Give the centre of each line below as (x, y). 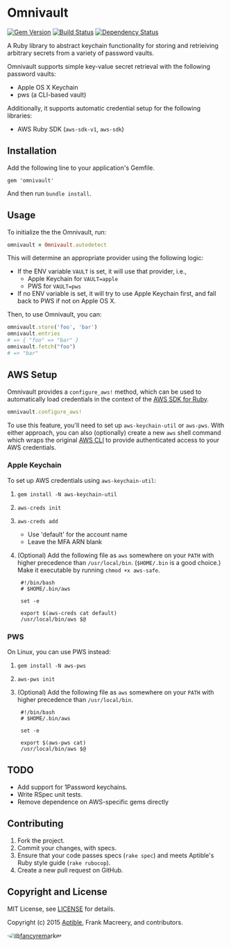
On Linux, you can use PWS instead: (59, 652)
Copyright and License (57, 892)
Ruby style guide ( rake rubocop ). (64, 862)
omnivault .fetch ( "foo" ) (42, 347)
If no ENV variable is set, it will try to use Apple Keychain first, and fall (117, 294)
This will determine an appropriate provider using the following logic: (105, 258)
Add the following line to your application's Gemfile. (81, 168)
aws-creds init (39, 508)
